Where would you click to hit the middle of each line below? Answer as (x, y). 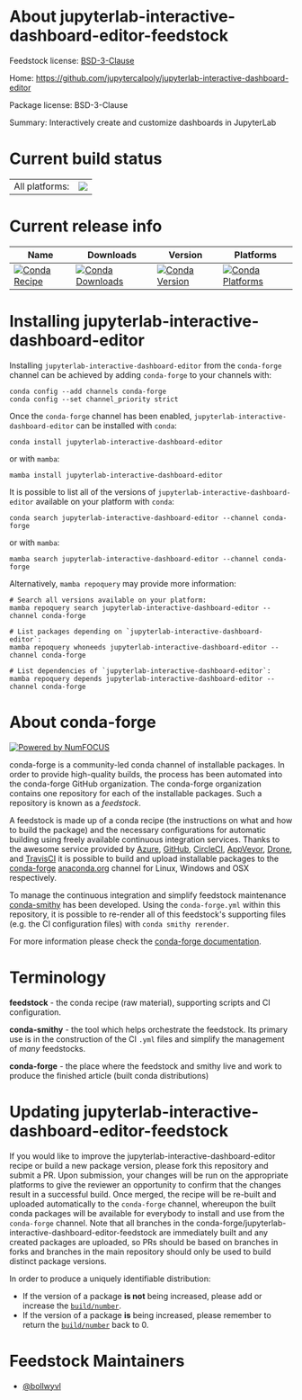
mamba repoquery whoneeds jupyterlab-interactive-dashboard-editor (138, 647)
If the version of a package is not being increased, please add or (142, 1296)
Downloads (112, 255)
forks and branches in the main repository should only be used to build (140, 1252)
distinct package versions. (58, 1261)
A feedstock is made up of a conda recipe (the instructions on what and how (151, 820)
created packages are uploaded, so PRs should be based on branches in (144, 1242)
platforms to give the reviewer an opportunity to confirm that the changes (145, 1184)
